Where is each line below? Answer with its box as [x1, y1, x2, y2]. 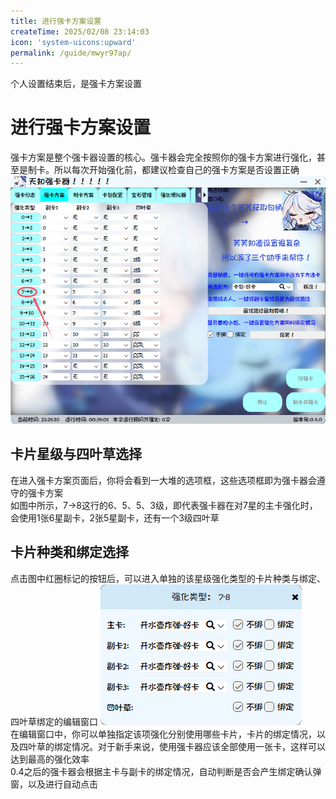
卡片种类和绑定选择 [10, 544, 129, 561]
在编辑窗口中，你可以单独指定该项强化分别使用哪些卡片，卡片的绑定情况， [10, 728, 317, 740]
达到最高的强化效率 [10, 753, 90, 765]
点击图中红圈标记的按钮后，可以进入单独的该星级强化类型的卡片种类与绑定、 [10, 572, 326, 584]
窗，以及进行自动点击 [10, 778, 98, 790]
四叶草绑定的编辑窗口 [10, 715, 98, 727]
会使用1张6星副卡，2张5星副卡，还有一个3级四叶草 [10, 511, 220, 524]
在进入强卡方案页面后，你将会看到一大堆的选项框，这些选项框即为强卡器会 [10, 474, 317, 486]
